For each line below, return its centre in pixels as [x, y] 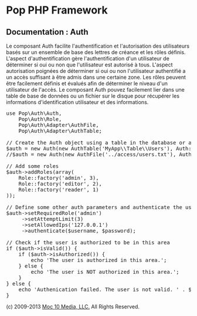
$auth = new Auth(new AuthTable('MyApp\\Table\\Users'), [90, 148]
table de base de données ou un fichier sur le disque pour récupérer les [93, 96]
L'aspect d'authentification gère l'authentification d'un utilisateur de [88, 58]
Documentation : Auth [47, 32]
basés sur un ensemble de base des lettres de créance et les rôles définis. [96, 52]
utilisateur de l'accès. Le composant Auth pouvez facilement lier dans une [95, 90]
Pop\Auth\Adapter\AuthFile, [59, 125]
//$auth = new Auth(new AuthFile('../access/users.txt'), [91, 154]
